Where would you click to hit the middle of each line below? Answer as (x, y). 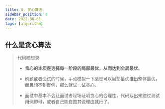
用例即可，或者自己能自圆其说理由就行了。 (68, 102)
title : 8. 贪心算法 (24, 10)
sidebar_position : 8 (27, 14)
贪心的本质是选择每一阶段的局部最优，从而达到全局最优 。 (83, 68)
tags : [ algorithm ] (24, 24)
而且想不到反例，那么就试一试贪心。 (62, 85)
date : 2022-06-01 (23, 19)
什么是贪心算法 (28, 45)
